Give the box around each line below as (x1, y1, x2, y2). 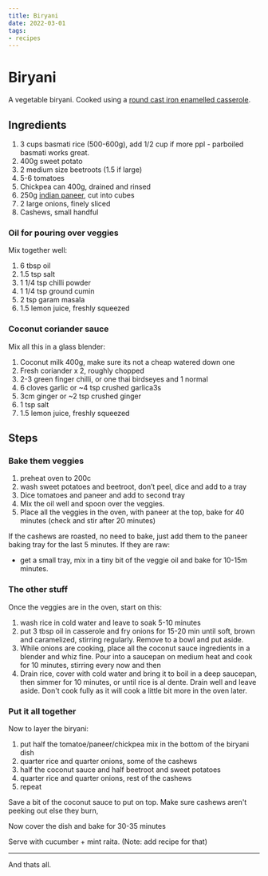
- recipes (8, 34, 41, 42)
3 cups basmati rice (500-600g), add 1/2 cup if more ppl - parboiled (19, 139, 244, 149)
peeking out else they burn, (8, 806, 99, 815)
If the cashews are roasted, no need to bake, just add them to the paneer (8, 531, 248, 541)
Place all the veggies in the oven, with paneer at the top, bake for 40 (19, 507, 245, 517)
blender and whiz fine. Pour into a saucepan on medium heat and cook (19, 651, 253, 661)
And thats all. (8, 859, 52, 869)
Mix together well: (8, 246, 68, 255)
